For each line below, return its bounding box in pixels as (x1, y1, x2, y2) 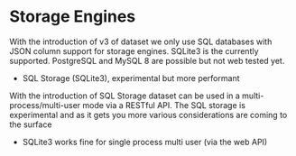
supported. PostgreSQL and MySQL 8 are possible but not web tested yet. (9, 55, 285, 66)
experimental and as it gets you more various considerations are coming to (9, 109, 288, 120)
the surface (9, 119, 52, 130)
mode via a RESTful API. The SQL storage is (82, 99, 246, 110)
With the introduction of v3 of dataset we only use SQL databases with (9, 36, 273, 47)
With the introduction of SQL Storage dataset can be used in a (9, 90, 241, 101)
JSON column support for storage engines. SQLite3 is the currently (9, 45, 259, 56)
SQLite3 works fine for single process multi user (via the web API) (22, 136, 268, 147)
